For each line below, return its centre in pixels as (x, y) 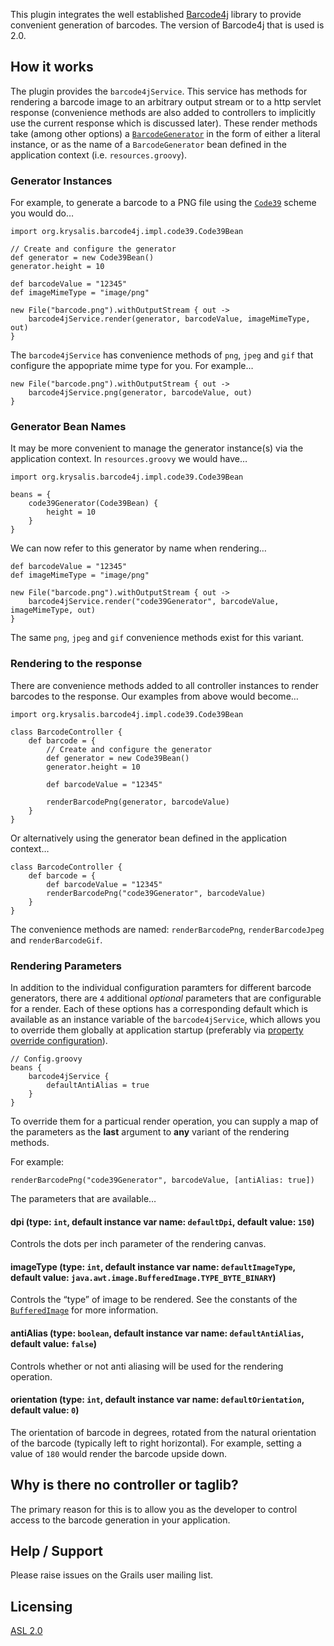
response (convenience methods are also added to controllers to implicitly (163, 112)
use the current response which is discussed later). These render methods (164, 123)
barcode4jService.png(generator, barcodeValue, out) (140, 393)
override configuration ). (59, 1040)
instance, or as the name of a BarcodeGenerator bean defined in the (148, 144)
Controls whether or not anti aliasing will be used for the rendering (147, 1366)
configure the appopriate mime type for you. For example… (132, 366)
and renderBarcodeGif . (56, 940)
